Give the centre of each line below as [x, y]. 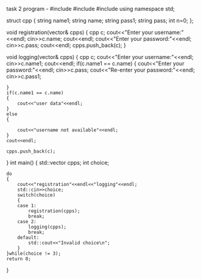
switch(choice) [37, 195]
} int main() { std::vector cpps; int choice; [58, 163]
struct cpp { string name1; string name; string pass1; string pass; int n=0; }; [100, 20]
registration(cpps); [54, 211]
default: [28, 238]
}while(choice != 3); [34, 253]
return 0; [19, 259]
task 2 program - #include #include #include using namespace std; [91, 9]
